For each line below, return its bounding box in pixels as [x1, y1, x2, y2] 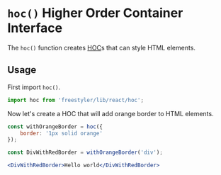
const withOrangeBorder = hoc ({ [7, 123, 103, 130]
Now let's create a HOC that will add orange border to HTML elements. [7, 109, 214, 118]
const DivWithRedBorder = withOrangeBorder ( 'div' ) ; [7, 149, 163, 157]
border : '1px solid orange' [20, 130, 103, 137]
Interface [7, 20, 62, 36]
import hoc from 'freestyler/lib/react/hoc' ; [7, 96, 144, 103]
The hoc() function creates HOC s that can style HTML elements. [7, 43, 196, 52]
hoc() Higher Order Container [7, 5, 183, 21]
